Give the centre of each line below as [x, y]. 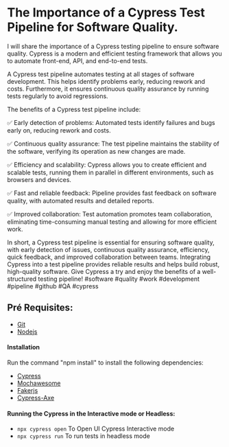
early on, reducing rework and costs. [59, 130]
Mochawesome [39, 383]
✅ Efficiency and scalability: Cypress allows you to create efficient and [107, 164]
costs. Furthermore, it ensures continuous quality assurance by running [108, 89]
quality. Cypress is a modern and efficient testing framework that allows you [115, 54]
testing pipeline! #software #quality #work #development [119, 279]
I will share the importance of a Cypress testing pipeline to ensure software [113, 46]
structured [22, 279]
